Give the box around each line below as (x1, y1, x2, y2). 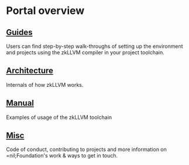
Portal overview (6, 4, 85, 17)
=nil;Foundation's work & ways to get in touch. (6, 152, 118, 159)
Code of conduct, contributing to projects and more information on (6, 146, 167, 153)
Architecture (6, 66, 54, 76)
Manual (6, 98, 34, 108)
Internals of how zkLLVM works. (6, 81, 84, 88)
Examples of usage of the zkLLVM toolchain (6, 114, 112, 121)
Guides (6, 27, 33, 37)
